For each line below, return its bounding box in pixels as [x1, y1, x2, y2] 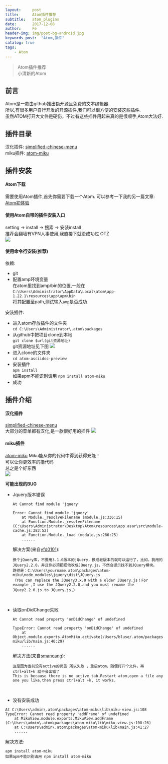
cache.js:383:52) [12, 528, 49, 533]
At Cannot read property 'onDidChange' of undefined [12, 616, 125, 622]
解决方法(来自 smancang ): [12, 653, 65, 659]
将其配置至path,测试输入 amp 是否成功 [12, 299, 87, 305]
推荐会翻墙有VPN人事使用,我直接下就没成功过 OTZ [5, 230, 109, 237]
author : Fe [5, 26, 37, 31]
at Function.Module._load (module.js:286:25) [22, 532, 119, 537]
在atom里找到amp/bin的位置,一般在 [12, 283, 85, 289]
